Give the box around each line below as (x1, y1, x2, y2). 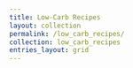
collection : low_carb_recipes (9, 37, 121, 47)
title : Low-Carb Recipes (9, 12, 101, 22)
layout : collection (9, 21, 82, 30)
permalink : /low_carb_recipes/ (9, 29, 125, 38)
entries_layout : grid (9, 46, 90, 55)
